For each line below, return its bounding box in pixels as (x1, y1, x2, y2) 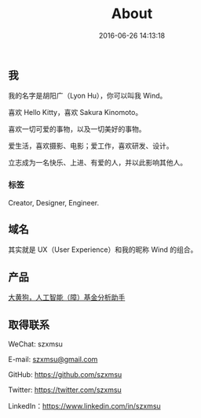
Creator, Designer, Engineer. (8, 198, 100, 207)
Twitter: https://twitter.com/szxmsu (8, 385, 122, 394)
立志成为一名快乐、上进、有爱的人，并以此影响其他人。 (8, 158, 187, 168)
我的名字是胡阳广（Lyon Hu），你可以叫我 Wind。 (8, 91, 167, 101)
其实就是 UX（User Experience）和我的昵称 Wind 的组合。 (8, 245, 198, 254)
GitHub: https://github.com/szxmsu (8, 370, 122, 379)
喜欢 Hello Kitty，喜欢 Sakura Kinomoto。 (8, 108, 143, 117)
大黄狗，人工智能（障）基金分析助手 (8, 293, 126, 302)
